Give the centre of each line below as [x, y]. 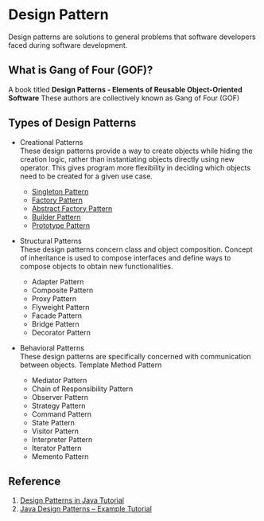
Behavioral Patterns [52, 347]
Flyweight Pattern [60, 307]
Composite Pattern [62, 290]
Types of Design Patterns [72, 123]
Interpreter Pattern [62, 439]
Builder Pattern [56, 217]
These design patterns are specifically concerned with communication [136, 356]
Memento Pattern [60, 456]
